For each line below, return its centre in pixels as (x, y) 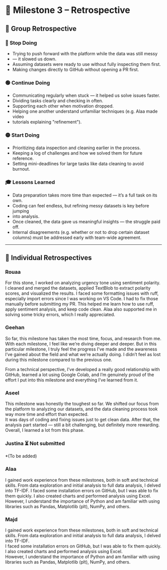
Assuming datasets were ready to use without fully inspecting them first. (86, 64)
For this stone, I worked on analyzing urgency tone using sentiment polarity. (83, 283)
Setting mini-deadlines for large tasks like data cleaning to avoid (78, 164)
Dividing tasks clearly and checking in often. (58, 101)
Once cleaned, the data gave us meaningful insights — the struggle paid (86, 221)
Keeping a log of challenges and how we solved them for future (77, 153)
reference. (23, 159)
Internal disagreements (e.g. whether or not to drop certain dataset (81, 232)
